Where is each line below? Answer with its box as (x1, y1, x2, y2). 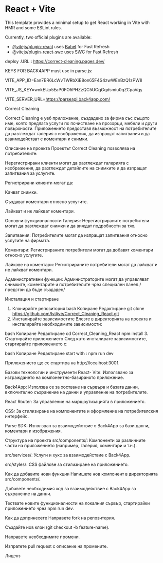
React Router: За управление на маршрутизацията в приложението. (5, 398, 146, 404)
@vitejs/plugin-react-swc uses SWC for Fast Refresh (12, 49, 118, 55)
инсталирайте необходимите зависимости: (12, 321, 102, 327)
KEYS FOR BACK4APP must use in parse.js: (5, 67, 92, 74)
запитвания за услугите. (5, 170, 56, 176)
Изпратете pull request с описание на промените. (5, 543, 108, 549)
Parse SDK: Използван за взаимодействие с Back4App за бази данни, (5, 422, 150, 428)
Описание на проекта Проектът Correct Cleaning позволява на (5, 145, 135, 151)
